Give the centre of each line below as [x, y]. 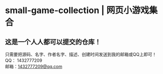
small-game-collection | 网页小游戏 [77, 10]
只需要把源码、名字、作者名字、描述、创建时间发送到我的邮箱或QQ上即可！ [81, 54]
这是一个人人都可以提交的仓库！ [53, 42]
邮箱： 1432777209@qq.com [34, 67]
